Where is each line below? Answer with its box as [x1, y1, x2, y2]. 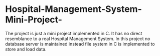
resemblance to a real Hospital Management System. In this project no [5, 36, 150, 42]
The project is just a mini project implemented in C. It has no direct [5, 30, 142, 36]
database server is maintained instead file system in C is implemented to [5, 41, 155, 47]
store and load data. [5, 46, 47, 52]
